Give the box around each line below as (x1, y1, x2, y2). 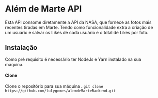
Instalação (5, 43, 38, 52)
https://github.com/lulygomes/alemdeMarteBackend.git (5, 88, 116, 93)
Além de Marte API (5, 3, 82, 14)
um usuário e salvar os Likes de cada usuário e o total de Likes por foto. (5, 29, 149, 35)
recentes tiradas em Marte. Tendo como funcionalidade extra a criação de (5, 24, 154, 30)
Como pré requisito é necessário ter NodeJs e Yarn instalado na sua (5, 56, 142, 62)
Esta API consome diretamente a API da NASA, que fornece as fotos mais (5, 19, 152, 25)
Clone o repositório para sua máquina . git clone (5, 83, 103, 89)
